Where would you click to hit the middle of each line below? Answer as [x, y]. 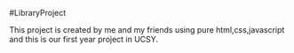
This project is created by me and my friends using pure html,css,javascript [147, 30]
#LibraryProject [38, 13]
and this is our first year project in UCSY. [83, 39]
